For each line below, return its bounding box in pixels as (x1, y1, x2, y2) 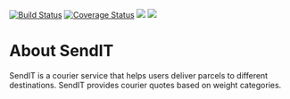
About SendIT (9, 41, 114, 62)
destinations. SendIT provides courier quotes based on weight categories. (9, 79, 282, 90)
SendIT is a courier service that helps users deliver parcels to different (9, 70, 269, 80)
